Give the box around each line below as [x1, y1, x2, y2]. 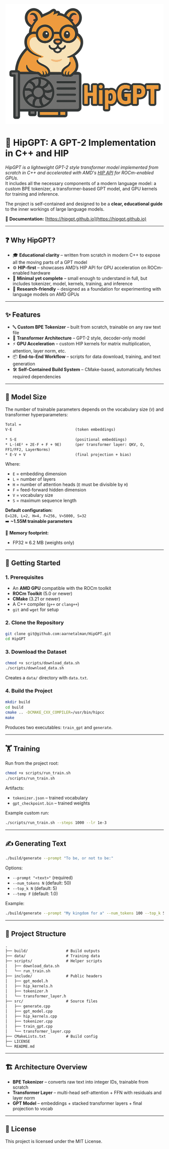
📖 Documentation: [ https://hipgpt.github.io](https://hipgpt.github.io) [5, 216, 147, 222]
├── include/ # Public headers [5, 974, 102, 979]
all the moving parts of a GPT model [12, 259, 88, 265]
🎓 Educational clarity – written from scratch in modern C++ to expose [12, 252, 160, 258]
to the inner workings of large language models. [5, 206, 105, 212]
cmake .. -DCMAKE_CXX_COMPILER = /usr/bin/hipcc [5, 710, 105, 715]
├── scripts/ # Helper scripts [5, 958, 102, 963]
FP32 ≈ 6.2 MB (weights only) [12, 540, 74, 546]
